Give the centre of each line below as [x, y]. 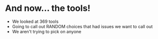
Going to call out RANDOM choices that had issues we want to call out [82, 26]
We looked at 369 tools [35, 21]
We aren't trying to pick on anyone [47, 31]
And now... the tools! [48, 8]
